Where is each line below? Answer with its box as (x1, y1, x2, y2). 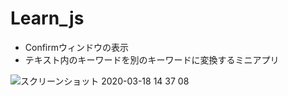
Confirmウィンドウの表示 (24, 41, 130, 53)
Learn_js (10, 7, 85, 30)
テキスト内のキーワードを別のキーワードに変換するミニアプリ (24, 53, 280, 66)
